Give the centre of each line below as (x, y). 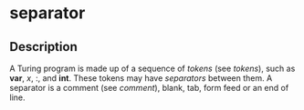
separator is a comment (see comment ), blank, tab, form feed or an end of (149, 88)
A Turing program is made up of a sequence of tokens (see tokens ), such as (152, 68)
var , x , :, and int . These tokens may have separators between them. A (141, 78)
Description (43, 47)
